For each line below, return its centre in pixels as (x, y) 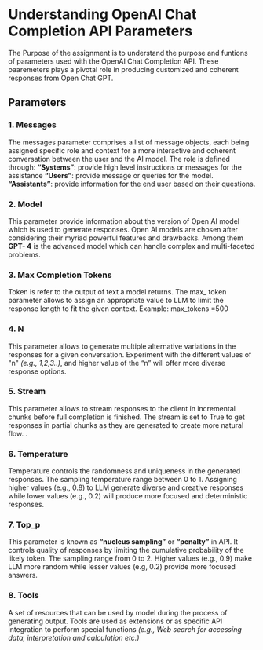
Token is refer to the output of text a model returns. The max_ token (117, 292)
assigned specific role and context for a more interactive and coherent (122, 150)
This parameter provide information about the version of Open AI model (124, 221)
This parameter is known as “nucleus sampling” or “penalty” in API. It (123, 542)
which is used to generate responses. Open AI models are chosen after (123, 229)
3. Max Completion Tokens (60, 275)
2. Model (25, 204)
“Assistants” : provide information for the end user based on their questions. (132, 184)
